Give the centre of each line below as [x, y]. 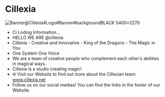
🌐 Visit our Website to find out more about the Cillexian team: [74, 74]
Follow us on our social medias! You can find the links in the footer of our [86, 85]
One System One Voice [36, 53]
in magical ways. [29, 64]
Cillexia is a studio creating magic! [47, 69]
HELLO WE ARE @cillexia [38, 37]
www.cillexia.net [29, 79]
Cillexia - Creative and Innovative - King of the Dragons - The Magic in [84, 42]
